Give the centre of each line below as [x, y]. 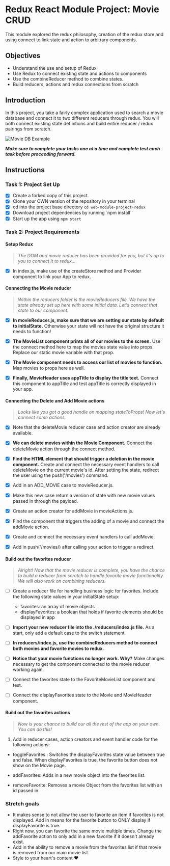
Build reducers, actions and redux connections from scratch [76, 84]
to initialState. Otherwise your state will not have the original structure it [88, 326]
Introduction [25, 100]
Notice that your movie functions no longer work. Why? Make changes [88, 659]
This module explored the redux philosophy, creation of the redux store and [84, 34]
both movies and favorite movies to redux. [58, 648]
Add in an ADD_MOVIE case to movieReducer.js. [63, 485]
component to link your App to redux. [52, 277]
